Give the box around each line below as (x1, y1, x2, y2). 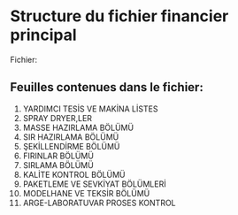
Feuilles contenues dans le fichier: (10, 80, 204, 95)
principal (10, 25, 78, 45)
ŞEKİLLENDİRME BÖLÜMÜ (22, 141, 120, 151)
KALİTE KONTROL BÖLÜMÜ (22, 169, 126, 180)
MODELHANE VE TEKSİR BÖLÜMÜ (22, 188, 150, 198)
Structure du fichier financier (10, 6, 229, 27)
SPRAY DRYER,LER (22, 112, 92, 123)
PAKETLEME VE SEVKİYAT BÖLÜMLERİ (22, 179, 166, 189)
